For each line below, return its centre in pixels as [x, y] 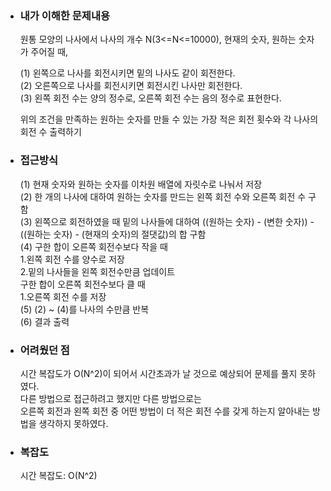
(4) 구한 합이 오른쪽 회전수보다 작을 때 [93, 246]
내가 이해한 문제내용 [65, 15]
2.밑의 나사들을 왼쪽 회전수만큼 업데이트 [97, 271]
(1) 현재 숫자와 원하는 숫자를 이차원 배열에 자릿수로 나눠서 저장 [141, 184]
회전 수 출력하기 [50, 132]
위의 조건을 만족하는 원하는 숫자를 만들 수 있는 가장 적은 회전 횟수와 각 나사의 [169, 119]
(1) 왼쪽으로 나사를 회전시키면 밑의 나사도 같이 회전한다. [127, 73]
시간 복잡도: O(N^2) [58, 476]
